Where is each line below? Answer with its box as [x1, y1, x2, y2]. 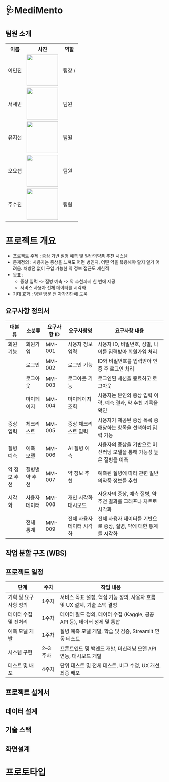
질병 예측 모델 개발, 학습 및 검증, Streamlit [60, 628, 154, 635]
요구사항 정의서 [5, 307, 50, 315]
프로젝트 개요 [5, 235, 56, 247]
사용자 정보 [67, 340, 93, 347]
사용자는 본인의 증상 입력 [98, 392, 153, 399]
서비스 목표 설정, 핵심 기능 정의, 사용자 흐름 [60, 593, 156, 601]
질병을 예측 [104, 456, 128, 463]
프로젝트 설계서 [5, 688, 50, 697]
